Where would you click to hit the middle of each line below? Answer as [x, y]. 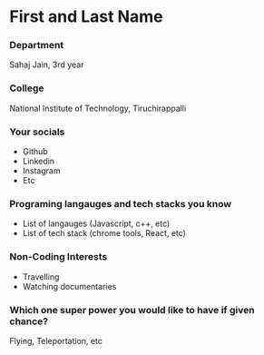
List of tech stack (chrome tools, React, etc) [104, 233]
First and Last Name [86, 17]
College [27, 88]
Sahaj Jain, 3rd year [47, 64]
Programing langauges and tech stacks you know [121, 204]
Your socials [37, 132]
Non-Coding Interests [59, 257]
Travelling [41, 276]
